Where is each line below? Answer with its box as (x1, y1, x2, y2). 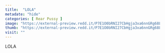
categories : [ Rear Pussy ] (5, 16, 63, 21)
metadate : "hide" (5, 12, 41, 17)
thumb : (5, 26, 19, 30)
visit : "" (5, 30, 26, 35)
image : (5, 21, 19, 26)
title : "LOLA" (5, 7, 36, 12)
